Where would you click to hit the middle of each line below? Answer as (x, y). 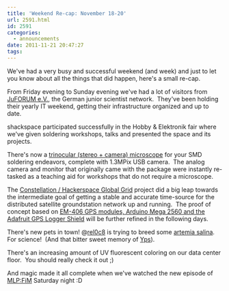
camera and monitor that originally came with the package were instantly (110, 169)
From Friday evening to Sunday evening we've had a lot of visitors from (107, 91)
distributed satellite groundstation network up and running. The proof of (109, 204)
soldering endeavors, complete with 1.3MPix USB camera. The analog (106, 162)
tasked (17, 176)
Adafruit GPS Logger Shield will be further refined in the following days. (108, 218)
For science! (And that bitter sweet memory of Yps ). (81, 239)
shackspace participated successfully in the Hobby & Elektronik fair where (112, 127)
